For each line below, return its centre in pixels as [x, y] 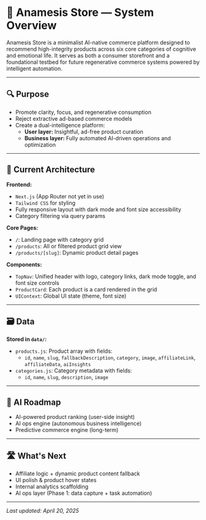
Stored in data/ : [27, 339]
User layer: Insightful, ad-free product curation [84, 132]
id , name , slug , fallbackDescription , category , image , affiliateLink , [110, 358]
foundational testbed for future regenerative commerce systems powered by [103, 62]
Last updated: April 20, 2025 [43, 511]
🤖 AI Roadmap [34, 402]
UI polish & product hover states [56, 480]
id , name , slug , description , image [66, 377]
